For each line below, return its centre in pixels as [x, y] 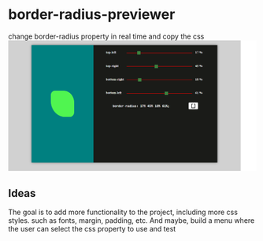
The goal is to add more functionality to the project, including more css [123, 212]
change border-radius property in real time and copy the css [106, 36]
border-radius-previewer [92, 15]
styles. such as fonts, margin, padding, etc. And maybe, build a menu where [131, 221]
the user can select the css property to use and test [92, 229]
